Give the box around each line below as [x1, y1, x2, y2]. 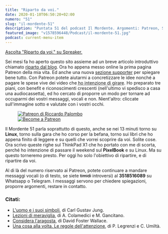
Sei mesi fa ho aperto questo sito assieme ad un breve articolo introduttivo [5, 58, 158, 64]
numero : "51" [5, 16, 32, 21]
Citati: [5, 195, 20, 202]
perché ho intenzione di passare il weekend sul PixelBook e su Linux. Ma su [5, 147, 161, 153]
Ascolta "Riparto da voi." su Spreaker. [5, 48, 82, 55]
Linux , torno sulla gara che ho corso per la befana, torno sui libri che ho [5, 131, 153, 137]
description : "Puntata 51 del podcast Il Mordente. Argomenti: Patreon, [5, 26, 160, 31]
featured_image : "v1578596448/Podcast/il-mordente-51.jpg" [5, 30, 131, 35]
